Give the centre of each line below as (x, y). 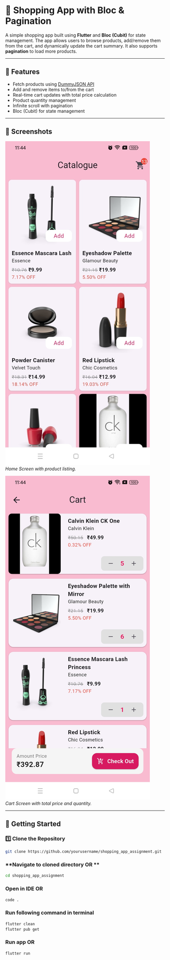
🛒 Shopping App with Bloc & (65, 10)
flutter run (18, 953)
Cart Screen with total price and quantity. (49, 803)
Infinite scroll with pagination (43, 105)
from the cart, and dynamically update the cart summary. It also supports (81, 46)
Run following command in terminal (50, 913)
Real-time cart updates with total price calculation (65, 95)
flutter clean (20, 924)
